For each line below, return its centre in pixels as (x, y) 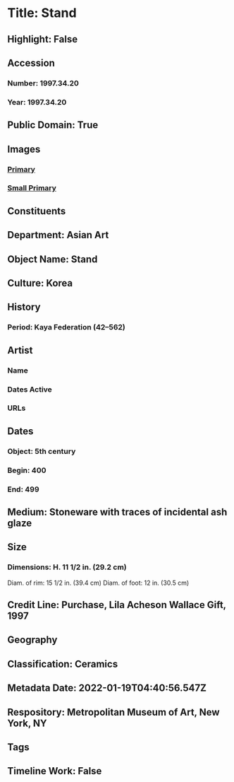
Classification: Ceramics (63, 664)
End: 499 (24, 489)
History (24, 307)
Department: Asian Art (58, 235)
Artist (20, 350)
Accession (31, 63)
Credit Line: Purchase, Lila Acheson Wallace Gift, (117, 605)
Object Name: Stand (53, 259)
